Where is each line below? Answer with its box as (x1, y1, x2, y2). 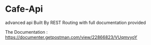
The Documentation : (5, 29, 48, 35)
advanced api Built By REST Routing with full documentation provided (5, 20, 146, 25)
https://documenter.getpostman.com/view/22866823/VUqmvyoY (5, 34, 138, 40)
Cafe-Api (5, 3, 43, 15)
